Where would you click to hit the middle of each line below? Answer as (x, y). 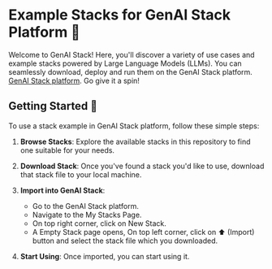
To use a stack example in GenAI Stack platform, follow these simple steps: (134, 126)
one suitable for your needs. (67, 150)
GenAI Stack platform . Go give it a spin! (74, 80)
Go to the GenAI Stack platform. (86, 206)
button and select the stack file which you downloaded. (125, 241)
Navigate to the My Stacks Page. (87, 215)
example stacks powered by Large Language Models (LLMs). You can (125, 63)
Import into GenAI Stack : (63, 190)
